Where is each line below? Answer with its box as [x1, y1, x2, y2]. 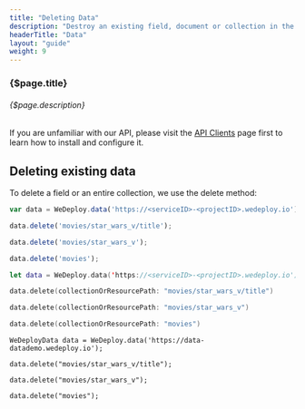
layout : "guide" [9, 38, 71, 48]
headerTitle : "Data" [9, 30, 88, 39]
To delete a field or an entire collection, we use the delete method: [9, 188, 257, 199]
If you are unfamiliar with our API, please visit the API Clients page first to [9, 128, 283, 139]
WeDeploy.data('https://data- [90, 336, 205, 346]
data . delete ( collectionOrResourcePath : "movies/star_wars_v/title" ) [9, 287, 274, 296]
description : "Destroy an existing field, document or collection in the [9, 22, 295, 31]
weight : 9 [9, 47, 47, 56]
